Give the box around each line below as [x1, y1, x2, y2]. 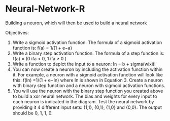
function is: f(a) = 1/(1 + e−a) [12, 45, 73, 51]
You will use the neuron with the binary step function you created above [12, 88, 163, 94]
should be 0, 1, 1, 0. [12, 110, 53, 116]
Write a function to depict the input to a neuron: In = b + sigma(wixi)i [12, 61, 156, 67]
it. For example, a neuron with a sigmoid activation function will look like [12, 71, 163, 77]
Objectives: [5, 29, 29, 35]
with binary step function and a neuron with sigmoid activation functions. [12, 82, 165, 89]
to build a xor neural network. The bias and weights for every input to [12, 93, 157, 99]
